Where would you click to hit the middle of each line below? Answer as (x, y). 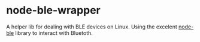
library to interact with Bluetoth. (54, 33)
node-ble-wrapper (53, 10)
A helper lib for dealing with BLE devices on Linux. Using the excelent (92, 27)
